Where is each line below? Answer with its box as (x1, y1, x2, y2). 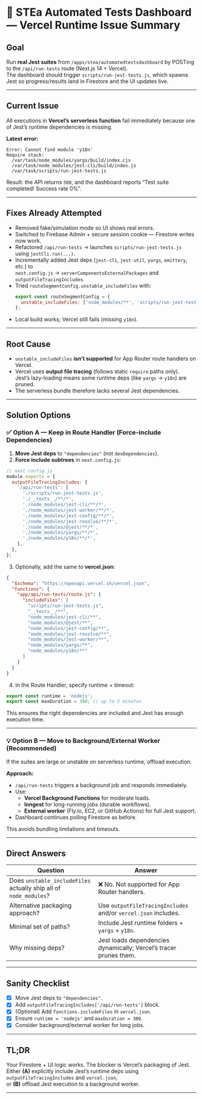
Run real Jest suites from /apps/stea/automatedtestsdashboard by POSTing (6, 59, 195, 65)
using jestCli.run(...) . (14, 250, 76, 257)
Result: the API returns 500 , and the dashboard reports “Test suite (6, 178, 169, 186)
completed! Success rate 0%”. (6, 184, 82, 192)
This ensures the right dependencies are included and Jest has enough (6, 710, 184, 717)
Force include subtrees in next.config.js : (14, 456, 121, 463)
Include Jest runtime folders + (98, 919, 184, 927)
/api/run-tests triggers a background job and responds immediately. (14, 781, 188, 788)
